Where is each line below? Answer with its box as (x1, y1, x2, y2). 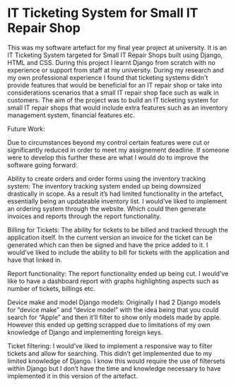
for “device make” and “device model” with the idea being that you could (7, 305, 219, 314)
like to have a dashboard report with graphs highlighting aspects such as (7, 277, 219, 285)
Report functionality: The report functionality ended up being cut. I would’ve (7, 269, 229, 278)
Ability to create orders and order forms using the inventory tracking (7, 174, 206, 183)
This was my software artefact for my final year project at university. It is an (7, 43, 228, 52)
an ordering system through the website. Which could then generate (7, 204, 206, 213)
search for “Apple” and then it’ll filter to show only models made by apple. (7, 313, 221, 321)
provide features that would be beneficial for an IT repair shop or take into (7, 81, 223, 89)
